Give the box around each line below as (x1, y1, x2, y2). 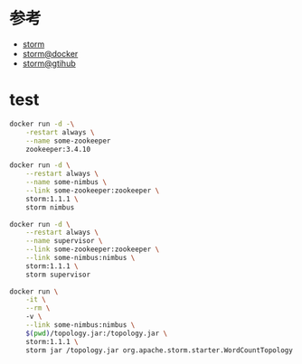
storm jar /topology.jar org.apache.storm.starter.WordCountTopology (25, 345, 294, 355)
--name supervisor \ (25, 237, 103, 246)
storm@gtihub (22, 58, 76, 69)
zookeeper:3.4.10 (25, 145, 91, 154)
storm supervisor (25, 270, 91, 279)
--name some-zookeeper (25, 136, 111, 145)
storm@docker (22, 48, 79, 59)
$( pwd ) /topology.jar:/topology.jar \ (25, 329, 168, 338)
